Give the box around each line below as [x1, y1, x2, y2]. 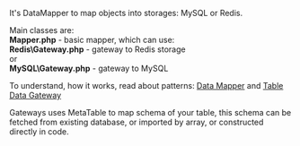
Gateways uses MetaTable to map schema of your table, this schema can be [9, 107, 292, 117]
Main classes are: [9, 25, 75, 35]
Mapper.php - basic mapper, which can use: [9, 35, 175, 45]
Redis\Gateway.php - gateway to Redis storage [9, 44, 186, 55]
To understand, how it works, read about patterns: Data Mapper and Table [9, 81, 284, 90]
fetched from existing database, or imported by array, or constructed [9, 116, 264, 127]
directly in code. [9, 126, 69, 137]
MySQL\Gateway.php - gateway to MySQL [9, 63, 169, 73]
